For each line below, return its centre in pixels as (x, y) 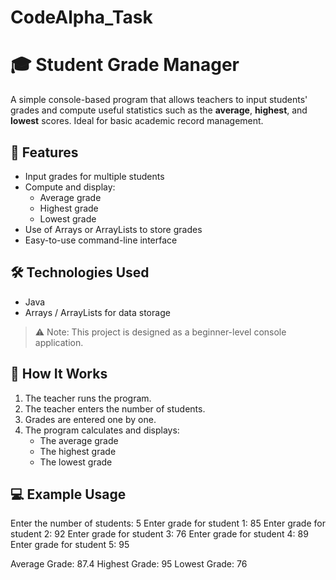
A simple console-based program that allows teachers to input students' (159, 100)
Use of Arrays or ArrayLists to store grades (113, 229)
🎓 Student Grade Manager (125, 65)
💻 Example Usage (68, 494)
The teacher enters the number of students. (115, 408)
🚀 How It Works (59, 374)
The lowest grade (76, 462)
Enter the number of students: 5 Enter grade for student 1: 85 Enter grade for (168, 523)
